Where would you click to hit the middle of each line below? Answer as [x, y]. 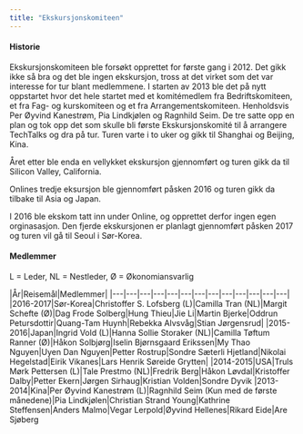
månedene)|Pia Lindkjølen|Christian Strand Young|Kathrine [120, 400]
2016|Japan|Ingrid [44, 333]
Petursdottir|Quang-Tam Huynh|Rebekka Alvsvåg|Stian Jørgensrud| [136, 323]
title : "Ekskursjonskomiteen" [67, 18]
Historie [25, 47]
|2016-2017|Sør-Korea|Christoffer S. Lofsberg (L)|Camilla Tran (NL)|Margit [148, 304]
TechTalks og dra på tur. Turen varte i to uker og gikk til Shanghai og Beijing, [152, 134]
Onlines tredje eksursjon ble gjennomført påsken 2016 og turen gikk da [142, 189]
